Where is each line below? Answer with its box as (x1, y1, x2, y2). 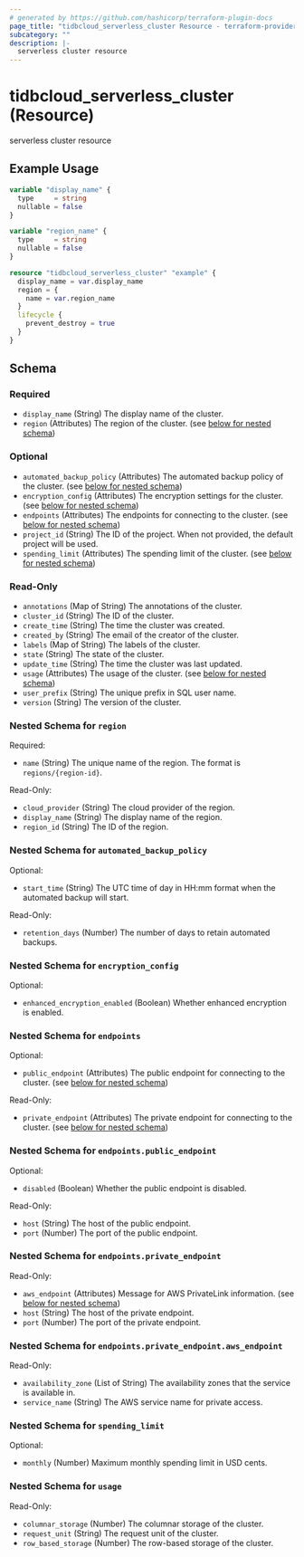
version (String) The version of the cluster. (22, 697, 182, 708)
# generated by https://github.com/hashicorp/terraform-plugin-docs (9, 13, 273, 23)
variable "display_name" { (9, 185, 111, 195)
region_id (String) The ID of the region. (22, 821, 169, 833)
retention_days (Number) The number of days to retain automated (22, 927, 271, 938)
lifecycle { (17, 310, 63, 320)
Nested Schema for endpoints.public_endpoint (9, 1144, 217, 1157)
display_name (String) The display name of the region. (22, 812, 223, 823)
